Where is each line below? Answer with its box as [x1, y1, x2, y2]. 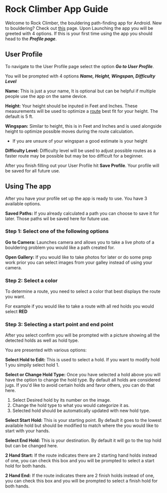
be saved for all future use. [5, 167, 61, 173]
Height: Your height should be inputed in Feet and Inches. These [5, 103, 138, 109]
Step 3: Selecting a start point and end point [5, 321, 114, 328]
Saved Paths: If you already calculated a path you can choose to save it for [5, 210, 160, 216]
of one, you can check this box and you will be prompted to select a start [5, 458, 155, 464]
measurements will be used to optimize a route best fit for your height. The [5, 108, 158, 114]
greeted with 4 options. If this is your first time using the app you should [5, 30, 153, 36]
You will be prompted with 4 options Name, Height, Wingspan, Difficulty [5, 73, 156, 79]
